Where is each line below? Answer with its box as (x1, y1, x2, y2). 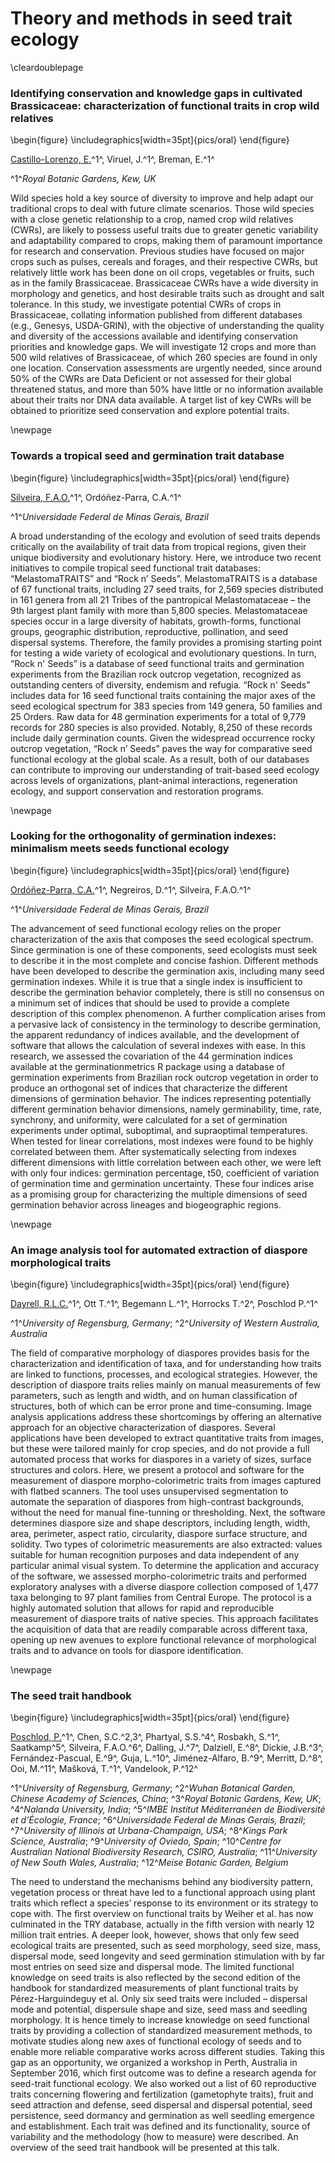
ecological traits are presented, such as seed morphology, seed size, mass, (10, 1940, 322, 1952)
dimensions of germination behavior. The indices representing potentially (10, 1092, 312, 1104)
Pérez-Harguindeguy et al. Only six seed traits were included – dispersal (10, 1993, 308, 2005)
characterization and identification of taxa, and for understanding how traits (10, 1358, 322, 1370)
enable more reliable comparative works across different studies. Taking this (10, 2046, 325, 2058)
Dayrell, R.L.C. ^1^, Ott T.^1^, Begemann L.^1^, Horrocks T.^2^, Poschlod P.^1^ (10, 1298, 318, 1310)
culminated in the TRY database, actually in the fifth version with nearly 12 (10, 1918, 315, 1931)
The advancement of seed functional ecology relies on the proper (10, 922, 282, 934)
